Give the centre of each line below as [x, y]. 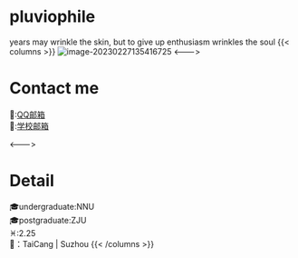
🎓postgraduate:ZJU [48, 220]
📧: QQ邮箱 [27, 114]
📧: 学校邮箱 [29, 125]
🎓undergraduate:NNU [52, 206]
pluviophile [53, 17]
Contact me [54, 89]
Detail [32, 181]
